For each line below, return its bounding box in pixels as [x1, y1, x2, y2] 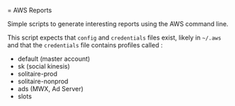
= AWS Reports [7, 6, 52, 14]
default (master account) [17, 54, 91, 63]
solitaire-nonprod [17, 77, 69, 86]
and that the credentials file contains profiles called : [7, 41, 163, 49]
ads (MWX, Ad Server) [17, 85, 84, 93]
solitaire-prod [17, 70, 58, 78]
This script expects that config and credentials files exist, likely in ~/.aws [7, 33, 222, 42]
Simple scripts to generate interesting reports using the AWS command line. [7, 20, 229, 28]
